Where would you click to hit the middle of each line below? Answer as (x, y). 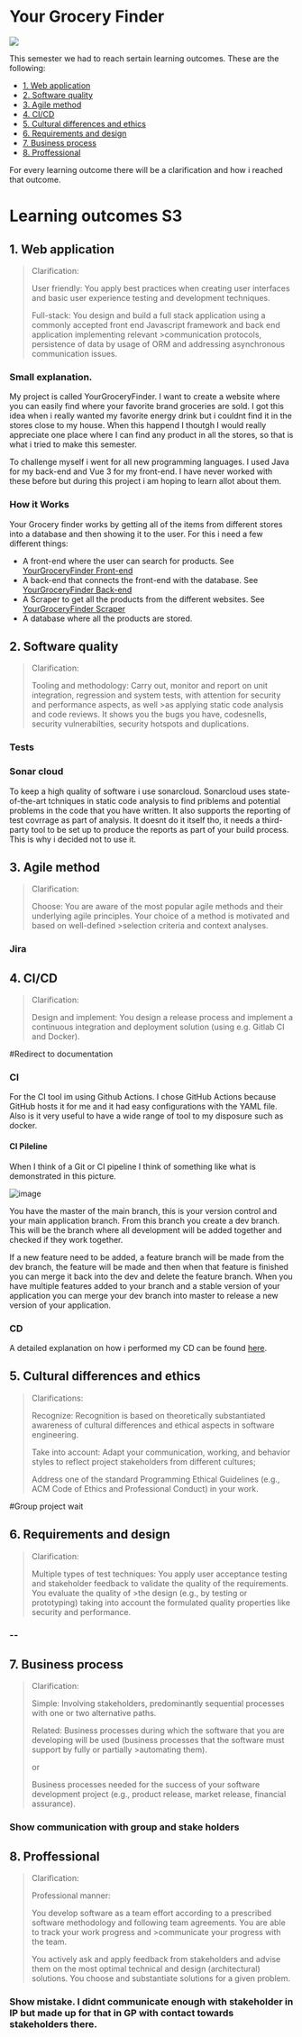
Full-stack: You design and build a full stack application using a (148, 315)
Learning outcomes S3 (96, 216)
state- (279, 791)
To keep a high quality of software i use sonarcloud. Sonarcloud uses (138, 791)
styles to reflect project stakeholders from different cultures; (143, 1461)
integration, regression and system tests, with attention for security (156, 695)
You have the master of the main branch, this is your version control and (143, 1210)
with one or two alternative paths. (94, 1713)
